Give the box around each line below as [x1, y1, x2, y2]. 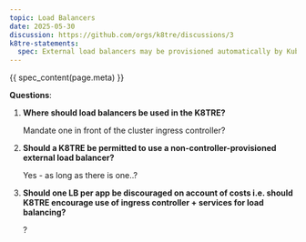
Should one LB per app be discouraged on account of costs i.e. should [22, 187, 293, 198]
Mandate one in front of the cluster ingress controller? [22, 125, 226, 136]
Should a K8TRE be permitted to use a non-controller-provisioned [22, 143, 277, 154]
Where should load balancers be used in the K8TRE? [22, 107, 226, 118]
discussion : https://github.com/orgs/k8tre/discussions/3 [9, 30, 234, 39]
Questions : [9, 90, 52, 101]
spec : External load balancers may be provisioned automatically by [17, 47, 283, 56]
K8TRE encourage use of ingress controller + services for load [22, 197, 264, 208]
